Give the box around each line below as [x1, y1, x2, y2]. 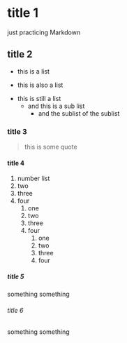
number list [17, 174, 50, 183]
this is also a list [17, 81, 63, 89]
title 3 [7, 126, 28, 136]
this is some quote [24, 142, 78, 152]
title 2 [7, 48, 33, 60]
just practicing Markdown [7, 28, 81, 36]
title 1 [7, 5, 39, 21]
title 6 [7, 306, 24, 314]
